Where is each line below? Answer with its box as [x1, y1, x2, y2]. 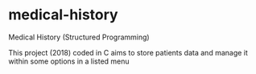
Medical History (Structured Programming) [8, 32, 151, 42]
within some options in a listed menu [8, 56, 130, 66]
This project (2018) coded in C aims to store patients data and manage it [8, 47, 248, 57]
